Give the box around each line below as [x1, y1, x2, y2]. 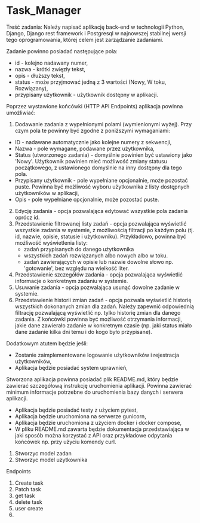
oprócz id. [14, 214, 40, 221]
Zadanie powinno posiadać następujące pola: [6, 47, 118, 54]
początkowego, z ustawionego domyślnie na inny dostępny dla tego [14, 164, 182, 171]
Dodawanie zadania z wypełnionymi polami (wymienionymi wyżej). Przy [14, 120, 192, 127]
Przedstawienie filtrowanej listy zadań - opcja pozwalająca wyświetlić [14, 220, 187, 227]
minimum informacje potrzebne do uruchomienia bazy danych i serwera [6, 388, 183, 396]
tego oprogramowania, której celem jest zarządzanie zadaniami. [6, 36, 164, 43]
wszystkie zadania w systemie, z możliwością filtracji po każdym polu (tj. [14, 226, 195, 233]
